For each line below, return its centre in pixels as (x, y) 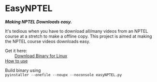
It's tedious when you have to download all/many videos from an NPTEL (77, 31)
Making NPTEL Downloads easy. (39, 22)
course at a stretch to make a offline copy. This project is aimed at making (78, 36)
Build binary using (23, 70)
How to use (16, 61)
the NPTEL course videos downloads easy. (48, 41)
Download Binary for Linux (41, 55)
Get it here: (16, 51)
